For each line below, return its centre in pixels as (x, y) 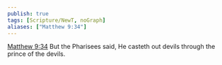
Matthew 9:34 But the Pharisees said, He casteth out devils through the (111, 47)
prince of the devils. (36, 54)
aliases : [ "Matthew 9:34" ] (47, 27)
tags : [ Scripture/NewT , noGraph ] (57, 20)
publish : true (28, 14)
